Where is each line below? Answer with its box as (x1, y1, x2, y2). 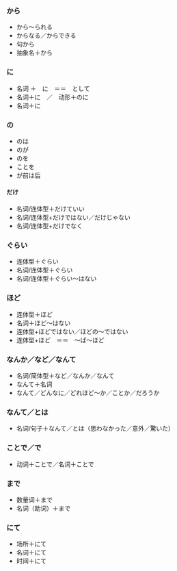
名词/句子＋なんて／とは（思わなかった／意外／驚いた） (16, 424, 175, 433)
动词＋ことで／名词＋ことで (16, 460, 94, 468)
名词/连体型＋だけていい (16, 205, 85, 213)
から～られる (16, 23, 53, 31)
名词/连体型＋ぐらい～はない (16, 275, 97, 283)
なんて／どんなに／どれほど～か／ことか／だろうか (16, 388, 160, 396)
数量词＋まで (16, 495, 53, 504)
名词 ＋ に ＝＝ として (16, 84, 90, 92)
